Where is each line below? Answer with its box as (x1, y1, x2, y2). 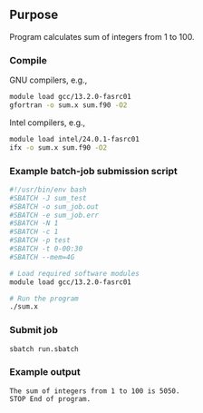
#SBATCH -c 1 (9, 227, 59, 237)
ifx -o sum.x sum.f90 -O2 (9, 143, 107, 152)
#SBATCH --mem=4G (9, 252, 75, 261)
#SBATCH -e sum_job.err (9, 211, 100, 220)
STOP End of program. (9, 394, 92, 403)
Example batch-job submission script (9, 164, 179, 177)
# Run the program (9, 294, 79, 303)
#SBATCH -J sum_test (9, 193, 88, 202)
